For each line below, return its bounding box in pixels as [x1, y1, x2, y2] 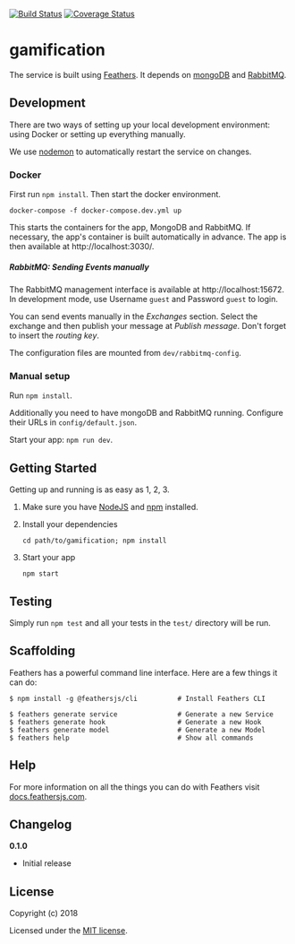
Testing [9, 593, 53, 609]
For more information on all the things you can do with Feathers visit [9, 781, 260, 792]
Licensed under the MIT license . [9, 925, 128, 936]
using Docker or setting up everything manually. [9, 128, 186, 139]
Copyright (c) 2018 [9, 908, 79, 919]
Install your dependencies [21, 519, 118, 530]
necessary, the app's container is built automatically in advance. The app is [9, 231, 287, 242]
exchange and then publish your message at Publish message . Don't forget [9, 321, 287, 332]
